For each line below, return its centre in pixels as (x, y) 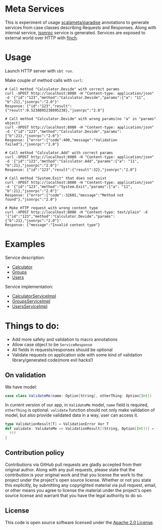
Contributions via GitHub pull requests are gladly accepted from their (74, 465)
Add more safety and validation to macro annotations (65, 339)
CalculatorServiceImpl (34, 296)
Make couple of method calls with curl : (44, 80)
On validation (25, 375)
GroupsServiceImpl (31, 301)
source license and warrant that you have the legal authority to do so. (74, 495)
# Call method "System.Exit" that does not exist (56, 178)
